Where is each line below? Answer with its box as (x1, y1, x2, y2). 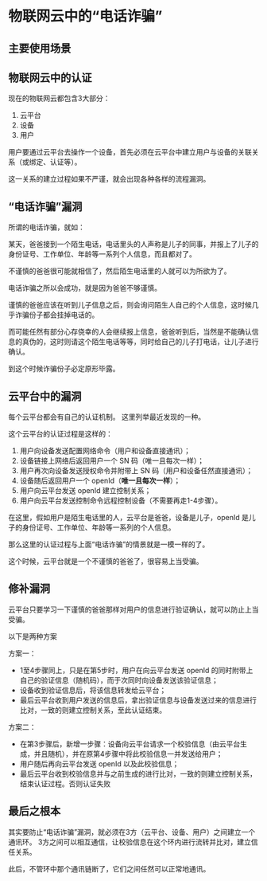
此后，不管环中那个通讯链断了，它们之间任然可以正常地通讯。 (8, 863, 211, 873)
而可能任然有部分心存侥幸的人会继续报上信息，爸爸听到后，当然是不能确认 (8, 327, 252, 337)
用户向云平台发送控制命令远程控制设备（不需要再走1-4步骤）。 (19, 495, 222, 506)
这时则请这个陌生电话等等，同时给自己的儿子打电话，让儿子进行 (49, 337, 259, 347)
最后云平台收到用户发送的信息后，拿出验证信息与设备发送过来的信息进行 (19, 695, 257, 705)
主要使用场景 (8, 41, 72, 55)
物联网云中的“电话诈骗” (8, 7, 163, 25)
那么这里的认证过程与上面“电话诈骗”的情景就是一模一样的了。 (8, 539, 210, 550)
